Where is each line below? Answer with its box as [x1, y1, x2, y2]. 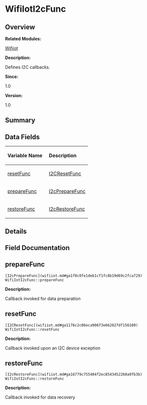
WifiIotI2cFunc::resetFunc [5, 327, 60, 332]
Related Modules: [5, 36, 41, 42]
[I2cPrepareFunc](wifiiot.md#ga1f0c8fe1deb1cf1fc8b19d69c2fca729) [5, 273, 143, 278]
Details [5, 227, 27, 235]
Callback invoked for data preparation [5, 296, 81, 301]
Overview [5, 23, 36, 31]
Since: [5, 74, 18, 79]
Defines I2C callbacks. [5, 64, 50, 70]
